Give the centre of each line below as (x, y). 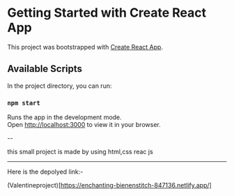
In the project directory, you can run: (60, 86)
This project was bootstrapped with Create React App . (85, 47)
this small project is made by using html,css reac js (80, 152)
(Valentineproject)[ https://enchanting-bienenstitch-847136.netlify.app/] (110, 186)
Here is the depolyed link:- (45, 172)
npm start (24, 103)
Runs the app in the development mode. (64, 117)
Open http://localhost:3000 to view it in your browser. (84, 125)
